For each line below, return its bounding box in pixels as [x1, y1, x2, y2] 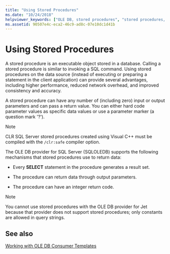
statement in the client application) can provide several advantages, [5, 77, 148, 83]
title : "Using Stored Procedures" [5, 7, 79, 13]
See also [5, 229, 33, 238]
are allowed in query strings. [5, 215, 65, 221]
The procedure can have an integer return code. [12, 184, 114, 190]
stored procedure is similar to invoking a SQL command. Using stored [5, 66, 152, 72]
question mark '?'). [5, 114, 45, 120]
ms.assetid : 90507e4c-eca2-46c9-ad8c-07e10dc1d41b [5, 21, 115, 27]
